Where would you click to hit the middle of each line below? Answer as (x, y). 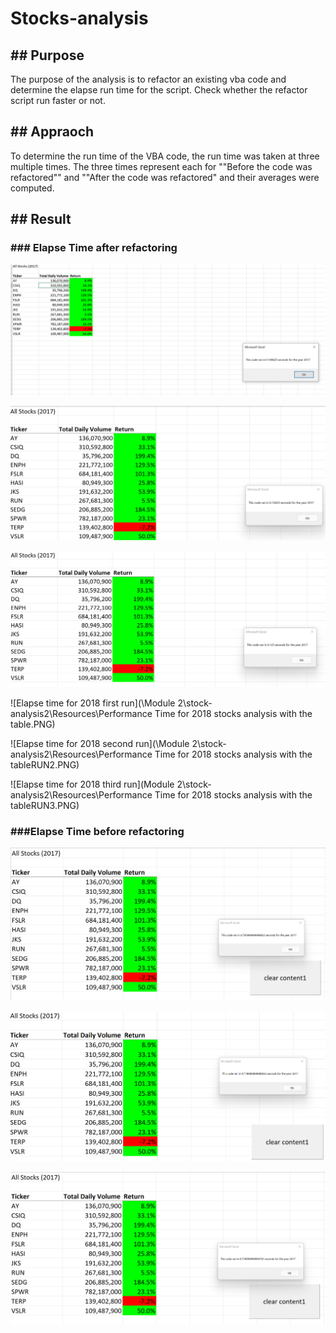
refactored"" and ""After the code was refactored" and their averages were (165, 177)
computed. (32, 188)
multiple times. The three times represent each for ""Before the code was (161, 166)
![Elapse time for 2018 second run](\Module (100, 743)
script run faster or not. (58, 100)
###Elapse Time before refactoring (97, 831)
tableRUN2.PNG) (45, 764)
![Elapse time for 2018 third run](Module (92, 784)
